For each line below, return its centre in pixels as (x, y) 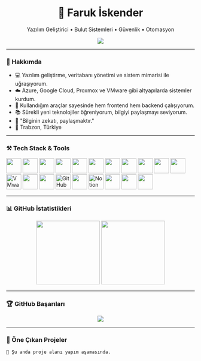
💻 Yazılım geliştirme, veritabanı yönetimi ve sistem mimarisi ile (92, 75)
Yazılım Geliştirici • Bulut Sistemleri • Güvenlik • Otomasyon (100, 29)
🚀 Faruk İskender (100, 13)
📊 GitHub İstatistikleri (39, 208)
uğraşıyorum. (31, 84)
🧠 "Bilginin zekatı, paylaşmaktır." (54, 121)
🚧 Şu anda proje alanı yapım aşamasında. (59, 352)
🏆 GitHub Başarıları (36, 304)
